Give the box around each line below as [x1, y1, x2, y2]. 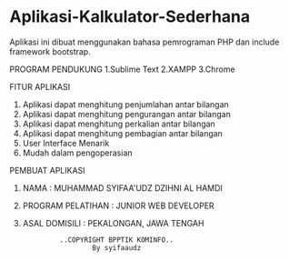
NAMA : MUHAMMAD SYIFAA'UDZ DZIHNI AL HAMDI [22, 182, 223, 193]
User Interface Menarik [22, 137, 110, 148]
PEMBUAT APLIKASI [9, 165, 85, 176]
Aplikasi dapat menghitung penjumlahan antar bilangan [22, 98, 229, 110]
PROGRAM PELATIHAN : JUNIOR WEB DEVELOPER [22, 200, 215, 211]
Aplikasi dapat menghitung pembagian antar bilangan [22, 127, 223, 138]
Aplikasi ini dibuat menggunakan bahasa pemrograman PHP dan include [9, 36, 280, 47]
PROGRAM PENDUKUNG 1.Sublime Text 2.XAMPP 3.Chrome [9, 64, 235, 75]
